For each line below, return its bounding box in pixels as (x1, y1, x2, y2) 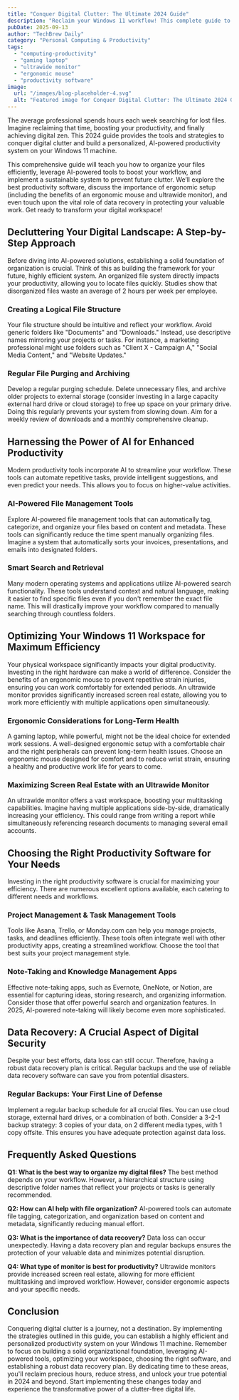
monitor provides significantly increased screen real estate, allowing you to (7, 690, 228, 699)
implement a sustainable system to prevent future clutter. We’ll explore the (7, 175, 225, 184)
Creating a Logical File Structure (7, 304, 122, 314)
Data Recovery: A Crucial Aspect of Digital (7, 1027, 199, 1039)
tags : (7, 43, 23, 51)
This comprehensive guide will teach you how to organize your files (7, 160, 205, 168)
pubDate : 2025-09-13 (7, 24, 69, 31)
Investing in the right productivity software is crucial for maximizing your (7, 877, 220, 886)
